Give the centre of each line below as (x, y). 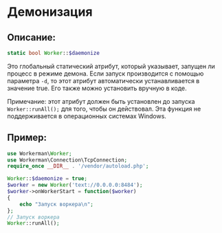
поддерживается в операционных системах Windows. (87, 116)
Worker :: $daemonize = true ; (47, 179)
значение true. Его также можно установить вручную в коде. (97, 88)
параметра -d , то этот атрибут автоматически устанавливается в (103, 80)
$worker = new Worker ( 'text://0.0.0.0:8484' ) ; (75, 185)
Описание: (32, 37)
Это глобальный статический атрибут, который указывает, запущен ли (111, 66)
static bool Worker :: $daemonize (53, 53)
